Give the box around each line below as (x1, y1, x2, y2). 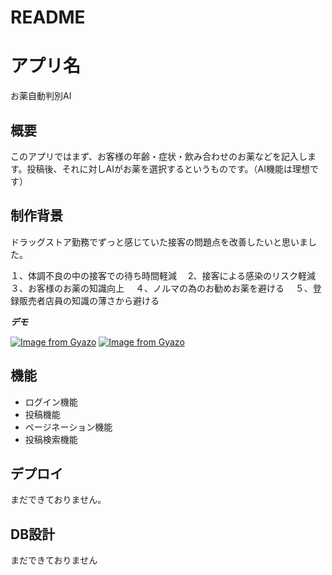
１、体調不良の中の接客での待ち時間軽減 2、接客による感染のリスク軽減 (10, 269, 317, 281)
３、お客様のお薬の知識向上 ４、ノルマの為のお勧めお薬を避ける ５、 (10, 282, 313, 294)
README (10, 6, 86, 29)
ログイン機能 (24, 396, 78, 408)
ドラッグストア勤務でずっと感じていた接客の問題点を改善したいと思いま (10, 236, 308, 248)
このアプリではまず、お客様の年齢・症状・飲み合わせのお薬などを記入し (10, 150, 308, 162)
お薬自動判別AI (10, 90, 72, 102)
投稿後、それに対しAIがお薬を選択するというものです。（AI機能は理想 (26, 162, 311, 175)
